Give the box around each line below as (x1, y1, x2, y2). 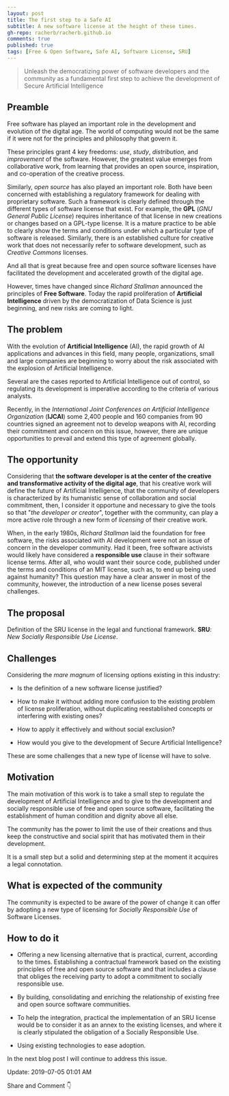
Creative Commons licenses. (7, 248, 88, 256)
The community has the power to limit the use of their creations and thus (7, 825, 212, 833)
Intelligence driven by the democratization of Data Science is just (7, 296, 193, 305)
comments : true (7, 36, 51, 42)
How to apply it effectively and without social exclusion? (16, 724, 176, 733)
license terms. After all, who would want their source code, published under (7, 558, 221, 566)
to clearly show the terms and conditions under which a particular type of (7, 226, 214, 234)
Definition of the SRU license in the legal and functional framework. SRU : (7, 625, 212, 634)
